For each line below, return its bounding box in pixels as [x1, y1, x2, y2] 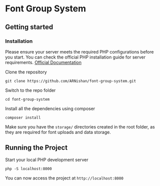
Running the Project [5, 143, 68, 152]
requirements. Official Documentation [5, 59, 82, 65]
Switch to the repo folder [5, 87, 56, 93]
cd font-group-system [5, 97, 50, 102]
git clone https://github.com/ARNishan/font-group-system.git [5, 78, 136, 83]
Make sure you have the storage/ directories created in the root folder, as [5, 124, 155, 129]
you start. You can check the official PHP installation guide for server [5, 54, 146, 60]
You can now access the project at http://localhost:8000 [5, 175, 124, 181]
